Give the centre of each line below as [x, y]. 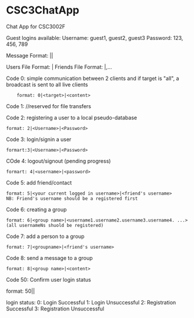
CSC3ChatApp [43, 10]
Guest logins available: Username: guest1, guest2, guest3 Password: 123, [95, 38]
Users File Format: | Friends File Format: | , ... [59, 67]
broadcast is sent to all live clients [47, 84]
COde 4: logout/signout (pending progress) [58, 161]
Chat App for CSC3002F [36, 26]
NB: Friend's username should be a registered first [72, 198]
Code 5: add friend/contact [39, 182]
